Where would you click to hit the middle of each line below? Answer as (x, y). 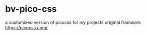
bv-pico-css (31, 9)
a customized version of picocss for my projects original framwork (73, 22)
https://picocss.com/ (27, 27)
